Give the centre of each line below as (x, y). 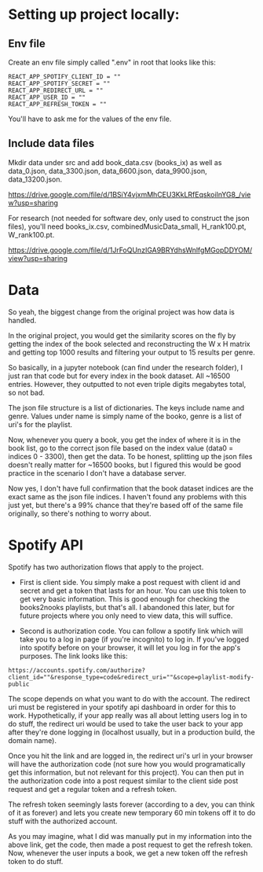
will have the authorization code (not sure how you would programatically (127, 763)
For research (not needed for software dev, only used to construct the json (129, 218)
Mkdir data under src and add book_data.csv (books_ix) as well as (115, 162)
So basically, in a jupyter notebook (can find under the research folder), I (126, 367)
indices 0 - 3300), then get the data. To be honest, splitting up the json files (130, 456)
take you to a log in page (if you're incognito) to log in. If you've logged (134, 639)
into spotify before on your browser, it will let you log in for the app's (130, 647)
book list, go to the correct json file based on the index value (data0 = (121, 448)
